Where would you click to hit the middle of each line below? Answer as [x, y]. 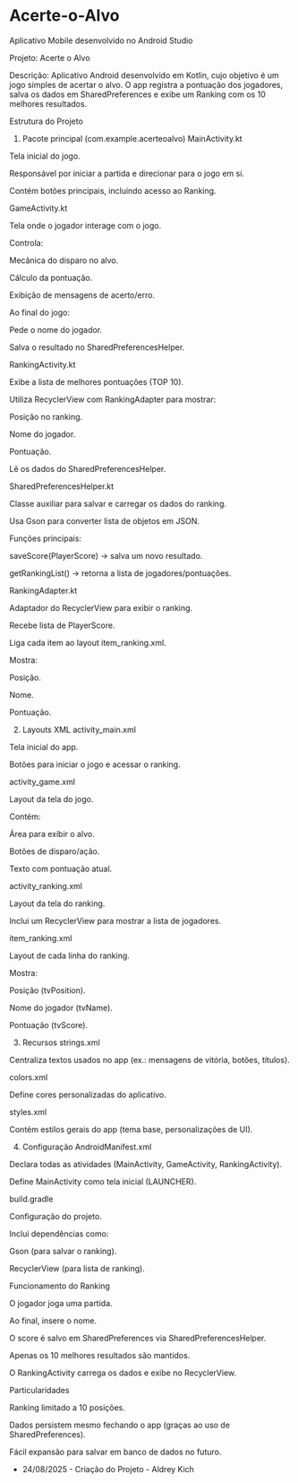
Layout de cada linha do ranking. [69, 955]
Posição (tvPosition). [48, 990]
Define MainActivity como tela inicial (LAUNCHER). [103, 1182]
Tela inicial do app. [44, 746]
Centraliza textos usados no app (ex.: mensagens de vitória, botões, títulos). [150, 1060]
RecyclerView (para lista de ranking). [77, 1268]
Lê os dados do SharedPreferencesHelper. [88, 468]
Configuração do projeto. [56, 1216]
